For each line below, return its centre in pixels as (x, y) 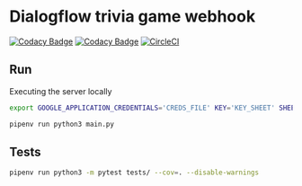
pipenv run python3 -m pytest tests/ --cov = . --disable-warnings (134, 173)
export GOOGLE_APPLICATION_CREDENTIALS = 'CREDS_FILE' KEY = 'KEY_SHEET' (142, 108)
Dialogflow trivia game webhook (133, 17)
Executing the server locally (61, 91)
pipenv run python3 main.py (62, 124)
